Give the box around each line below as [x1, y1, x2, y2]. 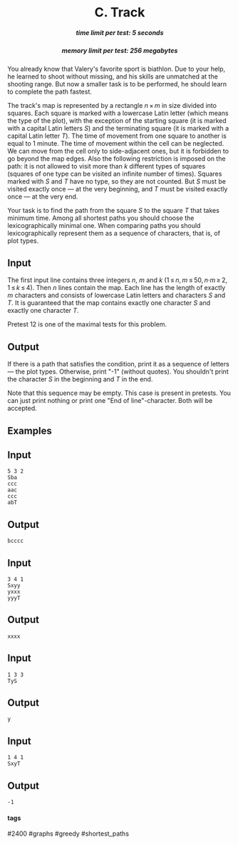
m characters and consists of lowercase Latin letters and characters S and [7, 291, 226, 300]
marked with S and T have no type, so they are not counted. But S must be [7, 176, 227, 186]
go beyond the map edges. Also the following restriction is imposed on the [7, 154, 226, 163]
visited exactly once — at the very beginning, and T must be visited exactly [7, 184, 228, 193]
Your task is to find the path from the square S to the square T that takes [7, 206, 219, 214]
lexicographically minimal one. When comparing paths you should [7, 221, 201, 229]
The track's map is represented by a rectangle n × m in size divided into [7, 101, 217, 109]
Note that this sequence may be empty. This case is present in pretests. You [7, 389, 232, 397]
